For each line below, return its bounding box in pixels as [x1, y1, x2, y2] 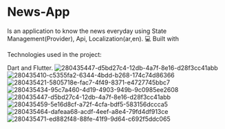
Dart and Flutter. [7, 63, 54, 72]
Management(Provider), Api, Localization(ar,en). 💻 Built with [7, 34, 179, 43]
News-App [7, 4, 70, 20]
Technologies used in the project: [7, 50, 102, 58]
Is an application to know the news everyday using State [7, 27, 167, 35]
